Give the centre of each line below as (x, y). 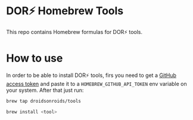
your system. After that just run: (45, 90)
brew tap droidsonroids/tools (44, 101)
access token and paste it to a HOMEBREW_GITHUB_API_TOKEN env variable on (96, 84)
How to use (35, 58)
